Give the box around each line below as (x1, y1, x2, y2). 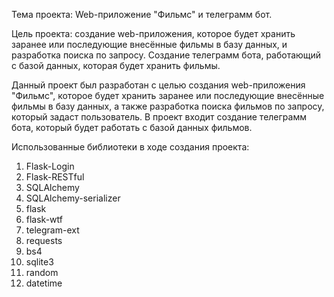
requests (25, 235, 63, 246)
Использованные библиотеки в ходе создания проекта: (11, 141, 250, 153)
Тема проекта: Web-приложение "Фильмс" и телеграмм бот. (11, 9, 273, 20)
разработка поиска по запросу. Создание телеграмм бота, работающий (11, 49, 322, 61)
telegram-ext (25, 224, 80, 236)
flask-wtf (25, 214, 63, 225)
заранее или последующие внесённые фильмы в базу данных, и (11, 39, 288, 50)
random (25, 267, 59, 278)
